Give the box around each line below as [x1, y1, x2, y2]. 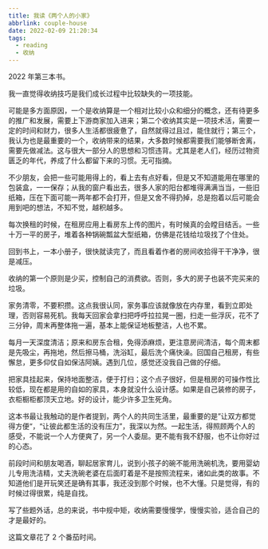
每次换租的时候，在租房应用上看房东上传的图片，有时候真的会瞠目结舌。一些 [8, 220, 260, 229]
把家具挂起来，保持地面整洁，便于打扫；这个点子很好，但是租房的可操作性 [8, 375, 253, 384]
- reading [15, 42, 48, 50]
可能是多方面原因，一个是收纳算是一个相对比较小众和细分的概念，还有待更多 [8, 105, 260, 115]
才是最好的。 [8, 515, 50, 524]
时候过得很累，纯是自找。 [8, 488, 93, 498]
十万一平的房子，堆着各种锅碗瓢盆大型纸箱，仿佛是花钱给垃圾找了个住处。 [8, 229, 253, 239]
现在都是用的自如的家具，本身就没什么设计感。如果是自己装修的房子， [29, 384, 260, 394]
